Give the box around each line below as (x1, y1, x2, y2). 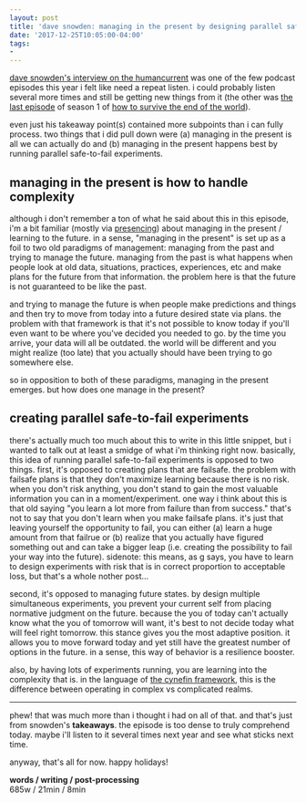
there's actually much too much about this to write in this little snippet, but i (9, 434, 291, 445)
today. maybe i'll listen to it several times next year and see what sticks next (9, 729, 294, 740)
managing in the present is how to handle (9, 174, 249, 190)
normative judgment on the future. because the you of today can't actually (9, 608, 289, 619)
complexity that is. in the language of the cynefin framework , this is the (9, 673, 276, 684)
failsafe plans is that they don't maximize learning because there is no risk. (9, 474, 290, 485)
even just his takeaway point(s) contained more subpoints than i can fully (9, 120, 284, 130)
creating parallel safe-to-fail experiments (9, 411, 249, 426)
